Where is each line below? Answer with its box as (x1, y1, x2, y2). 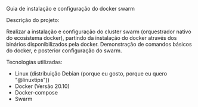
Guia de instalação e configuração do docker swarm (6, 5, 135, 12)
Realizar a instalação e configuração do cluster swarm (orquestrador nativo (6, 28, 192, 35)
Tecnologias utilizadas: (6, 59, 63, 65)
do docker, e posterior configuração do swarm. (6, 47, 122, 54)
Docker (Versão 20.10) (14, 83, 70, 90)
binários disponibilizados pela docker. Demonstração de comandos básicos (6, 41, 192, 48)
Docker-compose (14, 89, 58, 96)
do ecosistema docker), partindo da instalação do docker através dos (6, 34, 177, 41)
